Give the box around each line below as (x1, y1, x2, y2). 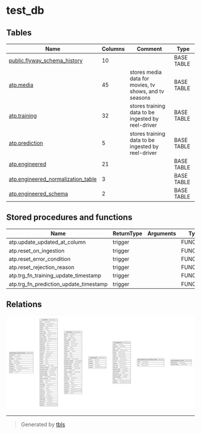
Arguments (147, 230, 176, 237)
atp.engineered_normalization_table (8, 175, 97, 182)
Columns (101, 45, 125, 52)
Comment (136, 45, 163, 52)
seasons (129, 94, 151, 101)
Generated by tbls (20, 421, 66, 428)
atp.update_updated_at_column (8, 238, 86, 246)
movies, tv (129, 82, 156, 88)
